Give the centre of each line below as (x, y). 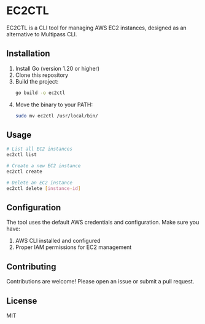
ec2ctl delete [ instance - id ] (44, 188)
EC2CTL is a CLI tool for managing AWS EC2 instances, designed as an (97, 28)
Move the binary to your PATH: (54, 105)
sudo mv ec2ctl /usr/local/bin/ (56, 116)
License (22, 301)
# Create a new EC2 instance (44, 166)
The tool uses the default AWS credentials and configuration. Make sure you (103, 223)
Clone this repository (42, 75)
